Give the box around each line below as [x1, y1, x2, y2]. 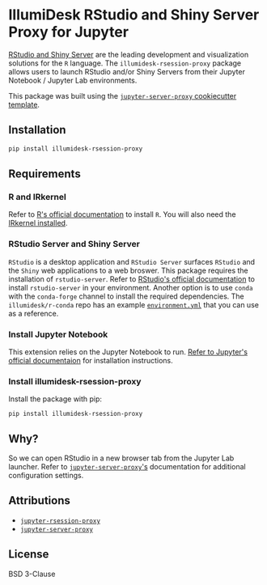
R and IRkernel [8, 191, 66, 202]
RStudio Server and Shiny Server [8, 239, 140, 250]
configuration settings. [8, 471, 84, 481]
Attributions [8, 494, 71, 507]
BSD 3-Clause [8, 569, 56, 579]
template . [8, 100, 40, 109]
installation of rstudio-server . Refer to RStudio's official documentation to [8, 273, 255, 284]
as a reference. [8, 308, 59, 318]
